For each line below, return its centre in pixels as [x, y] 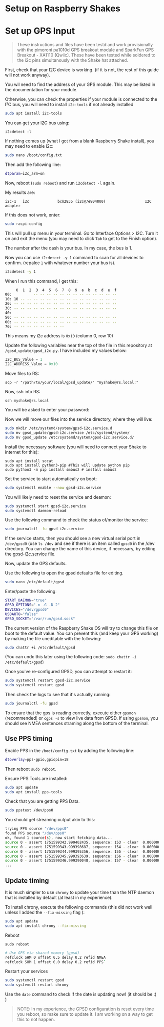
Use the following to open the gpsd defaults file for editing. [64, 573]
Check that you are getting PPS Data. [42, 801]
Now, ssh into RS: [23, 392]
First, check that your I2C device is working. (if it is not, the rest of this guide [82, 70]
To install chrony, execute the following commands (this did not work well [79, 907]
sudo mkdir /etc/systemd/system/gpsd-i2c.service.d [59, 428]
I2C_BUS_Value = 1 [24, 360]
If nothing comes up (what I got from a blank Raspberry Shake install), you [80, 141]
